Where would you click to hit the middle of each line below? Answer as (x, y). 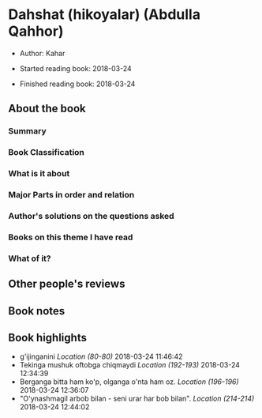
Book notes (37, 311)
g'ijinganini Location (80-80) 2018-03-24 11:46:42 (101, 356)
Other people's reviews (67, 284)
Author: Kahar (42, 53)
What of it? (30, 258)
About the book (47, 109)
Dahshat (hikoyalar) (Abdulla (105, 15)
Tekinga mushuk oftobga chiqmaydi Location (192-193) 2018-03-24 (130, 365)
